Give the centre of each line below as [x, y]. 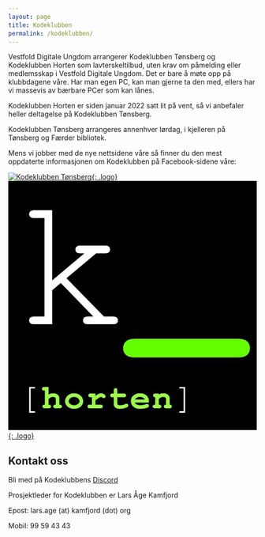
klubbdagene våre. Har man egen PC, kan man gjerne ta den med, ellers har [132, 82]
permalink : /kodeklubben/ [50, 33]
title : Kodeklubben [40, 25]
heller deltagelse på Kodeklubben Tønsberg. [80, 114]
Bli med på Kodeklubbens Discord [63, 480]
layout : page [30, 17]
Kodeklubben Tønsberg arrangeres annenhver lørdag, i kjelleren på [117, 130]
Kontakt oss [38, 461]
